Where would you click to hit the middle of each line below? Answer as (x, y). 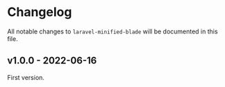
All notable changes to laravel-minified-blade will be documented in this (112, 31)
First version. (26, 77)
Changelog (40, 12)
